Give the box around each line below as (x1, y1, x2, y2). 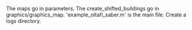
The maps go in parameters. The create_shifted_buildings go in (6, 5, 160, 12)
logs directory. (6, 18, 41, 24)
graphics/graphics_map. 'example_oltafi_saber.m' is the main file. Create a (6, 11, 187, 18)
